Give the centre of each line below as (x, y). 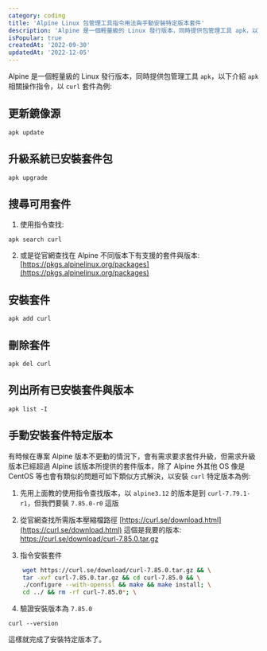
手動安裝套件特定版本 (60, 436)
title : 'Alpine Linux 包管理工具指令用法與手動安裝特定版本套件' (106, 23)
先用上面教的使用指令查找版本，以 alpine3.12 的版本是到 (113, 493)
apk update (26, 132)
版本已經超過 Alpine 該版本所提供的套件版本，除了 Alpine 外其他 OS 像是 (127, 466)
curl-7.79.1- (229, 493)
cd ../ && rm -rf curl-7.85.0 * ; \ (79, 593)
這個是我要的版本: (153, 529)
